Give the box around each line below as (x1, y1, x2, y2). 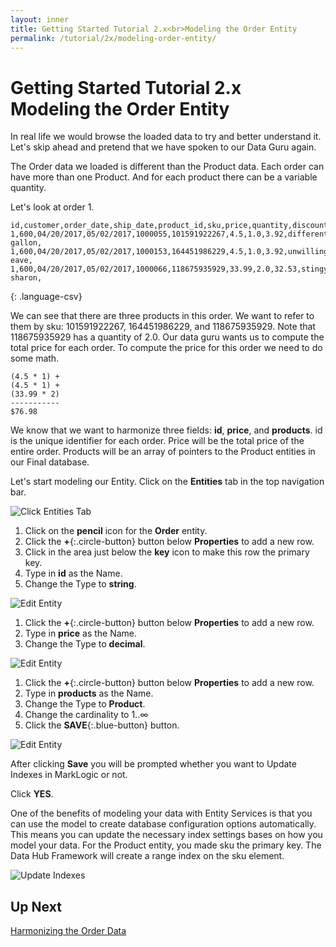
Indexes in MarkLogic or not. (10, 769, 128, 781)
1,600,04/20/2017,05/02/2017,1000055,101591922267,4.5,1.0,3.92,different (10, 229, 329, 240)
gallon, (10, 238, 43, 248)
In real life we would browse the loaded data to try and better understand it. (10, 131, 322, 143)
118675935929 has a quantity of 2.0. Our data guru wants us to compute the (10, 331, 325, 343)
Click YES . (10, 788, 54, 800)
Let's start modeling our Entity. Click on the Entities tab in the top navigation (10, 476, 325, 488)
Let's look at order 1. (10, 201, 95, 213)
